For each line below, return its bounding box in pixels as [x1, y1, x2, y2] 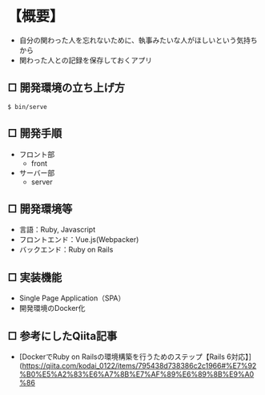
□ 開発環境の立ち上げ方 [7, 81, 126, 95]
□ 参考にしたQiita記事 [7, 329, 118, 343]
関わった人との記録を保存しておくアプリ [18, 55, 153, 65]
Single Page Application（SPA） [18, 293, 126, 303]
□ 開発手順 [7, 127, 62, 140]
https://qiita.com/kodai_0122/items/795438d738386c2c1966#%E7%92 [22, 361, 257, 370]
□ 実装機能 [7, 270, 62, 284]
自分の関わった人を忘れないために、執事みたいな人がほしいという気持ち [18, 35, 258, 45]
